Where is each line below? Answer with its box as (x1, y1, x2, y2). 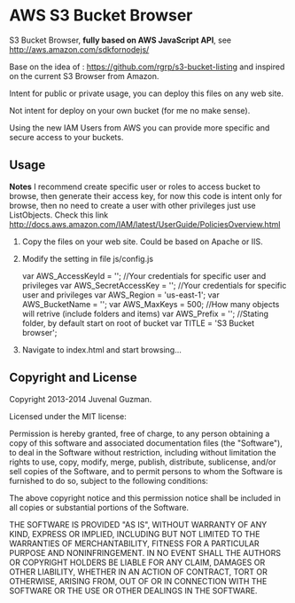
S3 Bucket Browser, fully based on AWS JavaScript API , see (9, 35, 232, 45)
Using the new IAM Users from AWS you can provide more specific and (9, 122, 270, 133)
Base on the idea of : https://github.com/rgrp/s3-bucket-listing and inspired (9, 61, 285, 72)
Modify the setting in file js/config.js (21, 253, 153, 264)
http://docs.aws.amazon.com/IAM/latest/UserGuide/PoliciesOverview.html (9, 218, 281, 229)
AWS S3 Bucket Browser (9, 5, 193, 26)
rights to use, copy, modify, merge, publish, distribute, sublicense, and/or (9, 456, 276, 467)
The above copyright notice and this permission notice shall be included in (9, 492, 281, 503)
